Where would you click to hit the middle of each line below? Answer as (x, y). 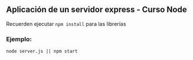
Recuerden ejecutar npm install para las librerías (66, 24)
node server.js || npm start (42, 51)
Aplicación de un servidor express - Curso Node (97, 10)
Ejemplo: (19, 39)
